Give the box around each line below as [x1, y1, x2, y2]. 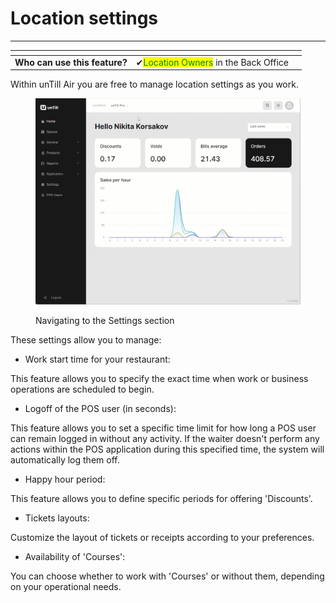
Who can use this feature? [14, 56, 128, 68]
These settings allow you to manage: [10, 334, 162, 346]
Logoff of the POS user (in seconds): [24, 403, 177, 415]
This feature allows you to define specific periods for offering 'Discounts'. [10, 493, 313, 505]
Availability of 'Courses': [24, 551, 126, 563]
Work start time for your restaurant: [24, 353, 171, 366]
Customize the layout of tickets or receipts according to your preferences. [10, 532, 315, 544]
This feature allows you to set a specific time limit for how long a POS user [10, 422, 317, 434]
